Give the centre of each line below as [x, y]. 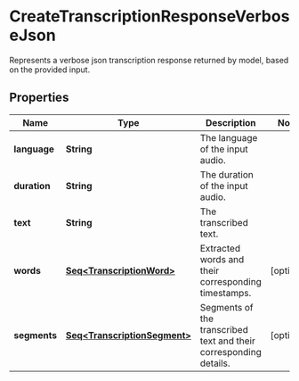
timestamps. [226, 293]
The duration [226, 174]
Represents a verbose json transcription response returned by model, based [149, 60]
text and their [228, 341]
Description [230, 122]
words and [222, 259]
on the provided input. [50, 70]
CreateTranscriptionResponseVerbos [149, 17]
